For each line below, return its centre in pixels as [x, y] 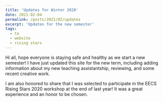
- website [20, 39]
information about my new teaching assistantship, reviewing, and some [80, 68]
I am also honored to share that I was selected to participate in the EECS [81, 83]
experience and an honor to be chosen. [47, 94]
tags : [11, 29]
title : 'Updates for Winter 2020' [42, 10]
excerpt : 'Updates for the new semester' [50, 24]
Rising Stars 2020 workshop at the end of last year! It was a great [74, 89]
